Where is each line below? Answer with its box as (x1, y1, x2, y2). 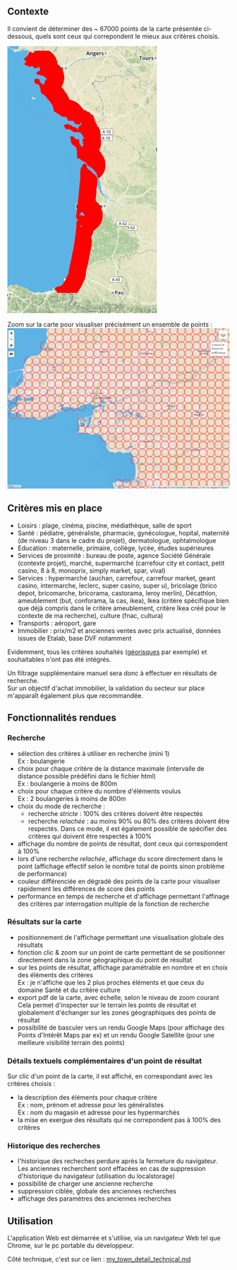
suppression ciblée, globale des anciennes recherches (17, 1187, 176, 1196)
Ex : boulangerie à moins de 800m (17, 779, 118, 788)
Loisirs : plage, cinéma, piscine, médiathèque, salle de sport (17, 521, 192, 530)
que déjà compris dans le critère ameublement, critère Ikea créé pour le (17, 604, 226, 612)
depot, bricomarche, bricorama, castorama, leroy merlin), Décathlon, (17, 588, 217, 597)
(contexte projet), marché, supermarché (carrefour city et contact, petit (17, 559, 225, 567)
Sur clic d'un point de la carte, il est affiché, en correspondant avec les (7, 1072, 213, 1080)
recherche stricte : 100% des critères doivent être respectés (28, 809, 203, 817)
